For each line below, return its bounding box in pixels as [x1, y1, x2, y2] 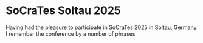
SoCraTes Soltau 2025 [5, 4, 121, 18]
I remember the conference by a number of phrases [5, 30, 136, 37]
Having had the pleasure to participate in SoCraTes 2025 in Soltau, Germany [5, 24, 197, 31]
